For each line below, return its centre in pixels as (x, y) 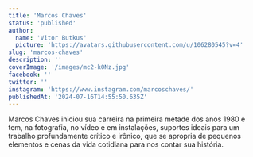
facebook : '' (30, 75)
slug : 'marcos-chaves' (46, 52)
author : (21, 30)
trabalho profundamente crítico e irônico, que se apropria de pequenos (125, 136)
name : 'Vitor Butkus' (51, 38)
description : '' (35, 60)
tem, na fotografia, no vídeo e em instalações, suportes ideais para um (124, 128)
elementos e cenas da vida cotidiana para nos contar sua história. (116, 144)
